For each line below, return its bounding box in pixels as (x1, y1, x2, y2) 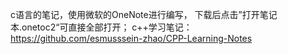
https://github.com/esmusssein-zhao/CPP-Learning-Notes (10, 33, 253, 44)
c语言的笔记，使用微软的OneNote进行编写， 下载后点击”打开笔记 (10, 9, 278, 20)
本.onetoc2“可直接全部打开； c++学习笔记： (10, 21, 193, 33)
